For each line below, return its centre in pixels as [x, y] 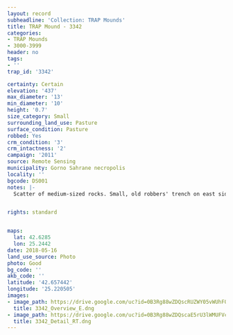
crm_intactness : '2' [37, 149]
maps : [15, 231]
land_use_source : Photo [42, 257]
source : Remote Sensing [42, 162]
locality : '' [26, 174]
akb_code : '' [26, 276]
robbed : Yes [24, 136]
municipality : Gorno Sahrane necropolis [67, 168]
